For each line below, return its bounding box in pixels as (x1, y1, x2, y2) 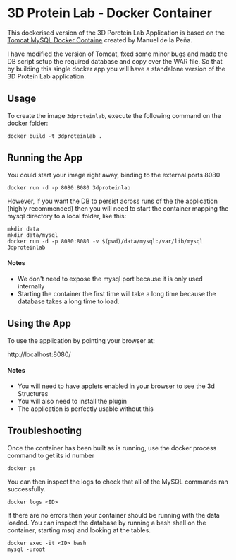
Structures (17, 389, 49, 397)
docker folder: (7, 119, 49, 127)
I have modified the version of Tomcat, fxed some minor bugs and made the (7, 49, 228, 58)
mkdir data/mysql (7, 231, 58, 238)
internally (17, 281, 45, 291)
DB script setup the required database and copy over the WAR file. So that (7, 57, 223, 65)
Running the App (7, 152, 83, 164)
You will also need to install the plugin (17, 397, 127, 405)
